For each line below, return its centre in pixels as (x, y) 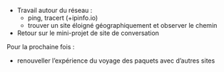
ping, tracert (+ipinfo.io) (63, 18)
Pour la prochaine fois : (41, 47)
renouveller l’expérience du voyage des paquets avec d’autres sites (116, 61)
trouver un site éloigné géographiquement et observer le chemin (122, 25)
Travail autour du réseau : (55, 10)
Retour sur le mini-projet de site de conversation (88, 33)
